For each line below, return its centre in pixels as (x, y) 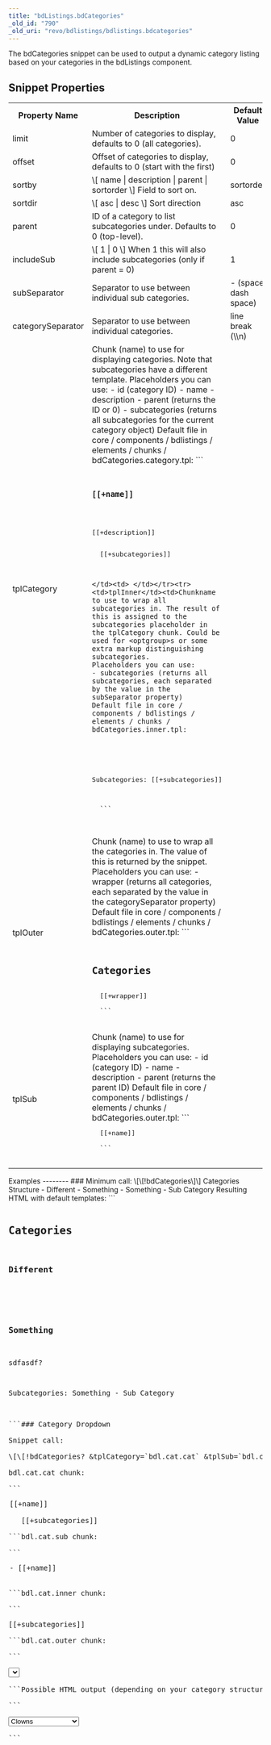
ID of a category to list (133, 216)
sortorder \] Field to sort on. (144, 190)
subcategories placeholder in (150, 624)
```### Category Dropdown (60, 1424)
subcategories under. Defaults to (154, 227)
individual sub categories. (140, 298)
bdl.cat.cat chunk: (47, 1472)
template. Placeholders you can (151, 380)
